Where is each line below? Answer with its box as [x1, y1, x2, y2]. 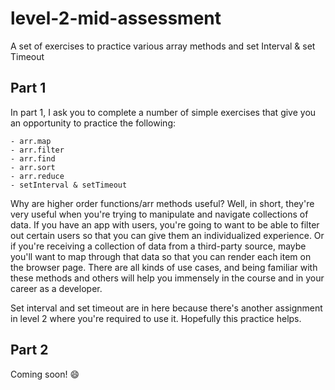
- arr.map [10, 136, 52, 146]
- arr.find [10, 153, 56, 164]
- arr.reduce [10, 171, 65, 181]
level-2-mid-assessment [10, 7, 222, 30]
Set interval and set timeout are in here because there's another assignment [10, 302, 323, 314]
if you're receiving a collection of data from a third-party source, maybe [10, 240, 307, 252]
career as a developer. [10, 282, 103, 294]
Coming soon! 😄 [10, 368, 80, 380]
